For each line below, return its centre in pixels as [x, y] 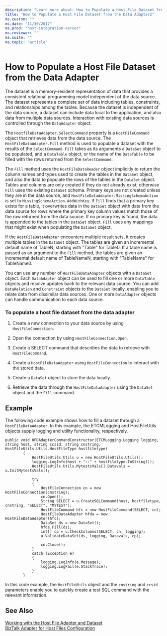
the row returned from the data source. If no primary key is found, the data [82, 216]
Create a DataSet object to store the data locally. [62, 377]
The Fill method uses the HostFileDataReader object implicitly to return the [83, 169]
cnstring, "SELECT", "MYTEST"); [39, 505]
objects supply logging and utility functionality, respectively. [67, 431]
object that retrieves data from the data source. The [58, 138]
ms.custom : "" [20, 19]
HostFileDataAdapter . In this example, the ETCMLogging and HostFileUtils [81, 425]
